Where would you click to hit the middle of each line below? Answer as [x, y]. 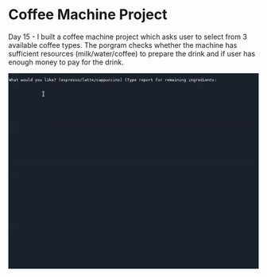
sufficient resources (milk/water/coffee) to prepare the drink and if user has [132, 53]
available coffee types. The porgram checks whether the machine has [123, 45]
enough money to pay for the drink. [66, 62]
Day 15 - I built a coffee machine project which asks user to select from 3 [128, 37]
